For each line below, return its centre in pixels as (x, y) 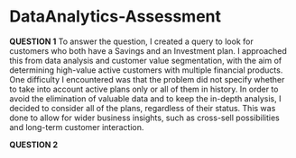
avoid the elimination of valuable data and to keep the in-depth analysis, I (145, 98)
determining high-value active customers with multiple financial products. (146, 70)
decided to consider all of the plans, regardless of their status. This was (143, 108)
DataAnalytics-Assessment (115, 17)
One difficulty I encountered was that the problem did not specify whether (147, 79)
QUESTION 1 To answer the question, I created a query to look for (132, 41)
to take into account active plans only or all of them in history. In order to (144, 89)
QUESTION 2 (34, 145)
